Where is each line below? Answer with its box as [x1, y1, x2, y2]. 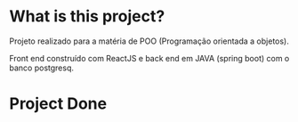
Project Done [9, 94, 108, 114]
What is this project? [9, 6, 165, 27]
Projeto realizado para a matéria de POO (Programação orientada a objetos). [9, 36, 289, 46]
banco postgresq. [9, 62, 74, 73]
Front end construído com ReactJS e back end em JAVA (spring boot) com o [9, 53, 290, 63]
